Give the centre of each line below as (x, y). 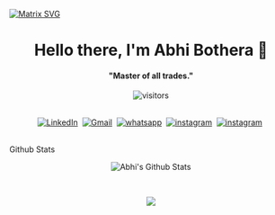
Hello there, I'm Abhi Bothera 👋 (151, 50)
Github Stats (32, 149)
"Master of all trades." (151, 76)
